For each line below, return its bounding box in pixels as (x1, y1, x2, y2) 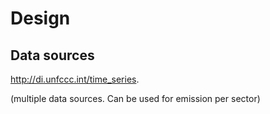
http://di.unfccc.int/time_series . (10, 73, 140, 85)
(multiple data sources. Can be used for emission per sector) (10, 93, 261, 104)
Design (10, 7, 71, 30)
